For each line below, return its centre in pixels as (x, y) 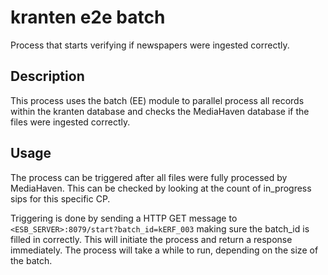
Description (47, 76)
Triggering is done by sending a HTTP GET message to (124, 218)
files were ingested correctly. (70, 122)
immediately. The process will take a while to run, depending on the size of (164, 250)
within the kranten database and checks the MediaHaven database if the (160, 111)
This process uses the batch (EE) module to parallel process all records (157, 100)
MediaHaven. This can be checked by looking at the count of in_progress (161, 188)
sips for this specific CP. (60, 198)
